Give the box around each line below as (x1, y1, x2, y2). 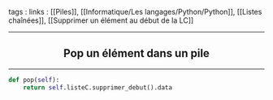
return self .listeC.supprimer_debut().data (23, 83, 173, 92)
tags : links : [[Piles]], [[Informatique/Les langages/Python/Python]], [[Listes (8, 7, 262, 16)
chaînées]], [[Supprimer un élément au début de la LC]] (8, 15, 194, 25)
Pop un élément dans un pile (63, 46, 210, 60)
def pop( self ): (8, 76, 60, 84)
